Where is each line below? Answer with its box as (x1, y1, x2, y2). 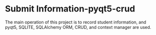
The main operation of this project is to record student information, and (5, 19, 146, 25)
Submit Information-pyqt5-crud (5, 3, 135, 14)
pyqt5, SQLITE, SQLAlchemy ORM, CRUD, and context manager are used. (5, 24, 151, 30)
